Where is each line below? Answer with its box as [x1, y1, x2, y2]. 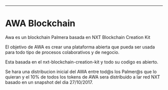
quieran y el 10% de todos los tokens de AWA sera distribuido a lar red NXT [5, 73, 160, 80]
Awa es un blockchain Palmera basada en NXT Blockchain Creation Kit [5, 34, 150, 40]
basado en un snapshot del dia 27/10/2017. [5, 79, 93, 85]
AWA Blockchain [5, 18, 76, 29]
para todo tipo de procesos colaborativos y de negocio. [5, 49, 119, 55]
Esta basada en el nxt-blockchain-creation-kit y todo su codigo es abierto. [5, 58, 158, 65]
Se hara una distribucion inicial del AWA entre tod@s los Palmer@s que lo [5, 68, 157, 74]
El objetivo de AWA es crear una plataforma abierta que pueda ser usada [5, 43, 155, 50]
